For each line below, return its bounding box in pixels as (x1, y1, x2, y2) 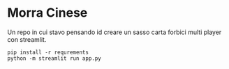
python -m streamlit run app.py (7, 54, 101, 62)
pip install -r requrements (7, 49, 89, 56)
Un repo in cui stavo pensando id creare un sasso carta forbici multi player (7, 28, 222, 36)
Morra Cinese (7, 5, 88, 21)
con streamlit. (7, 35, 47, 43)
